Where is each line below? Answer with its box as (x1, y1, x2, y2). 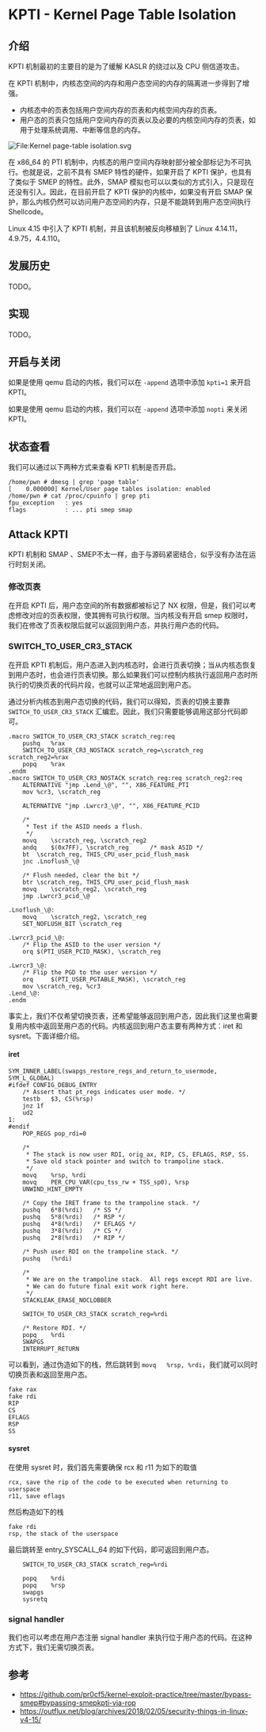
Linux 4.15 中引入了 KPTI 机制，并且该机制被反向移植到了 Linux (8, 224, 214, 233)
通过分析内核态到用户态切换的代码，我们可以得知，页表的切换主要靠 (8, 697, 230, 706)
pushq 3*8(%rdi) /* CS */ (22, 1227, 123, 1235)
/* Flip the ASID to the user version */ (22, 940, 161, 949)
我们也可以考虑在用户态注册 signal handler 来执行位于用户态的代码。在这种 (8, 1633, 253, 1642)
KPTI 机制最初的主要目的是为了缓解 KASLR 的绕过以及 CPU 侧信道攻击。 (8, 62, 244, 71)
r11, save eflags (8, 1492, 66, 1500)
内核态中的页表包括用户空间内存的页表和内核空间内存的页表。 (19, 106, 222, 114)
